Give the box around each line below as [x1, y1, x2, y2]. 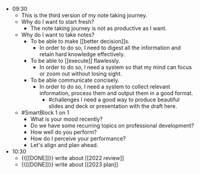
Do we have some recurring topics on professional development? [30, 122, 195, 129]
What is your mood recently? [30, 115, 103, 123]
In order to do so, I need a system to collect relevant [39, 83, 171, 90]
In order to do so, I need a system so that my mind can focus [39, 63, 192, 71]
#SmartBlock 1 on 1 [21, 109, 70, 116]
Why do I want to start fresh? [21, 18, 95, 25]
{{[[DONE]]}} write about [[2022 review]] [21, 154, 124, 161]
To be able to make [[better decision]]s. [30, 38, 130, 45]
